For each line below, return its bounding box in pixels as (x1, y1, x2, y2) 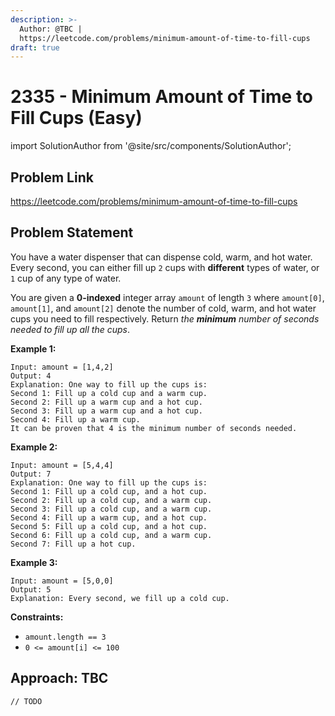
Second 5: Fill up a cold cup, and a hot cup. (10, 521, 208, 531)
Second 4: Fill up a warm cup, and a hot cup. (10, 512, 208, 523)
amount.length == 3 (24, 632, 107, 642)
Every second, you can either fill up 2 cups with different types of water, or (10, 261, 320, 273)
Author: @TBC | (19, 24, 83, 34)
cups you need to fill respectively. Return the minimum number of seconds (10, 312, 320, 325)
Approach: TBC (10, 670, 109, 687)
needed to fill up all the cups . (10, 323, 130, 335)
